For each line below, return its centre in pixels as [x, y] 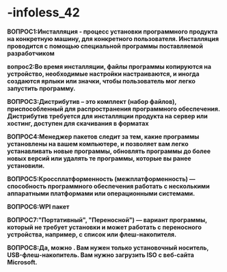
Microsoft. [22, 262]
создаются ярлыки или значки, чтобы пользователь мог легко [102, 81]
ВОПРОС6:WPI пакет [38, 206]
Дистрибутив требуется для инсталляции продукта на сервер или [107, 116]
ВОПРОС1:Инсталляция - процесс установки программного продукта [112, 31]
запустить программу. [41, 88]
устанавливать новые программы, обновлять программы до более [109, 151]
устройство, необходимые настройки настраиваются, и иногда [103, 74]
